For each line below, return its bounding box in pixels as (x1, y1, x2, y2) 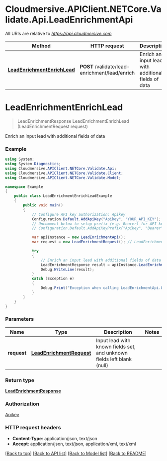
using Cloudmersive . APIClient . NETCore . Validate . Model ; (5, 175, 121, 180)
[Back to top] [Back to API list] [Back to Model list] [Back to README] (5, 450, 147, 456)
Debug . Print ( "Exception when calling (40, 285, 119, 290)
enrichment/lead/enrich (80, 69, 135, 76)
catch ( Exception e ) (31, 276, 75, 281)
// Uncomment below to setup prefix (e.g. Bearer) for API (31, 221, 157, 226)
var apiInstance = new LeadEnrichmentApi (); (31, 235, 126, 240)
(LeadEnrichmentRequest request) (17, 123, 88, 129)
